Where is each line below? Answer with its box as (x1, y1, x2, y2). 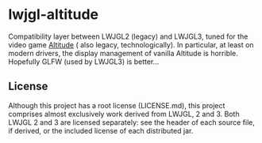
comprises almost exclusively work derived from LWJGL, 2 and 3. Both (8, 109, 240, 119)
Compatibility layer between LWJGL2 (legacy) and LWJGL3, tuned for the (8, 32, 249, 41)
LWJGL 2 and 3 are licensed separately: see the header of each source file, (8, 117, 256, 127)
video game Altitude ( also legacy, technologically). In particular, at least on (8, 40, 254, 49)
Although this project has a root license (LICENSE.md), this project (8, 100, 225, 110)
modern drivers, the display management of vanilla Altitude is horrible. (8, 48, 238, 58)
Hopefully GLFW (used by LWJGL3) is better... (8, 57, 160, 66)
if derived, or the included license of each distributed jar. (8, 126, 194, 135)
